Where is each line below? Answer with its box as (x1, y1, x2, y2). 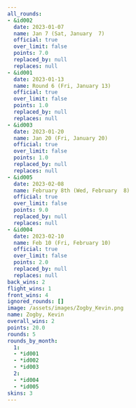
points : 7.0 (13, 50, 49, 57)
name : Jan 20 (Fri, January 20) (13, 134, 109, 141)
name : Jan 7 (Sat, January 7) (13, 30, 105, 37)
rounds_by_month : (7, 337, 58, 345)
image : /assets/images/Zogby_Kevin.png (7, 305, 124, 312)
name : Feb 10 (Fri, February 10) (13, 239, 111, 246)
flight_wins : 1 (7, 285, 52, 292)
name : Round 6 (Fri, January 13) (13, 82, 111, 89)
